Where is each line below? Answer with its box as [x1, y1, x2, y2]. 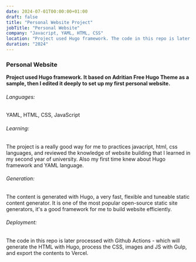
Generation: [6, 175, 35, 182]
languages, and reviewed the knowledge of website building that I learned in [6, 149, 191, 156]
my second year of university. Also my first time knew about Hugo [6, 156, 166, 163]
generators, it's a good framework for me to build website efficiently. [6, 205, 172, 212]
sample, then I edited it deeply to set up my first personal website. [6, 80, 171, 87]
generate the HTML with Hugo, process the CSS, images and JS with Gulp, [6, 243, 187, 250]
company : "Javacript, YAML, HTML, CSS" [6, 30, 104, 36]
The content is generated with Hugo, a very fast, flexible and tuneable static [6, 193, 190, 200]
